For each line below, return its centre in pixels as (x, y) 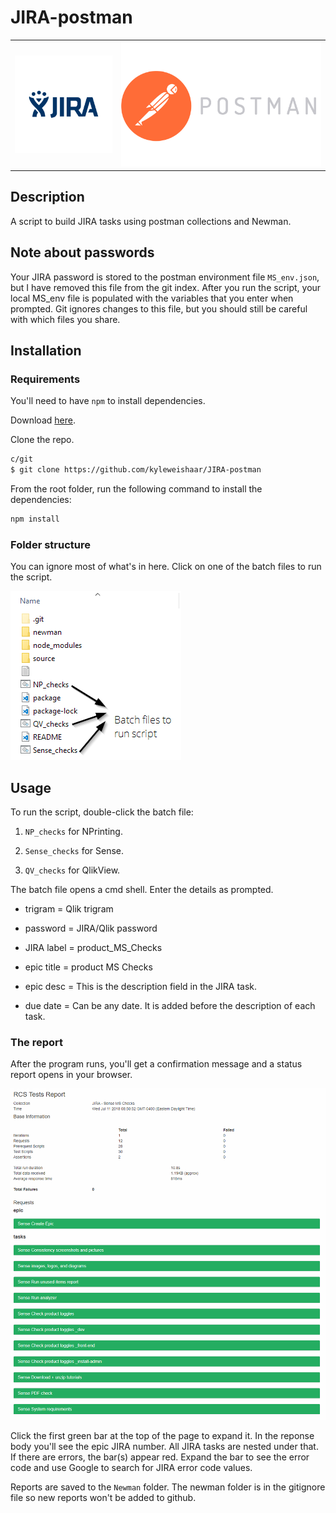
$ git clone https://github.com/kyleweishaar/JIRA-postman (136, 470)
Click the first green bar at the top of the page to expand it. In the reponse (162, 1435)
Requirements (45, 379)
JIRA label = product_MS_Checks (93, 948)
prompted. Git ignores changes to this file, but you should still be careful (159, 308)
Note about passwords (82, 252)
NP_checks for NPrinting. (73, 832)
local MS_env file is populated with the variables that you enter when (152, 298)
